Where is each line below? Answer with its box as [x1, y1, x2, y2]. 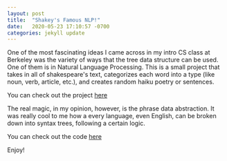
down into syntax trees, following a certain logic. [7, 119, 145, 128]
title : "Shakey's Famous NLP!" [7, 17, 100, 23]
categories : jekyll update [7, 29, 85, 37]
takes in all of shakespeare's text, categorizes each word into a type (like [7, 70, 215, 79]
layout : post [7, 10, 45, 17]
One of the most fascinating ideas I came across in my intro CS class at [7, 48, 210, 57]
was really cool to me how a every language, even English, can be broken [7, 112, 217, 120]
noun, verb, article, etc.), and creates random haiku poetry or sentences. [7, 77, 215, 86]
